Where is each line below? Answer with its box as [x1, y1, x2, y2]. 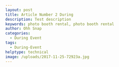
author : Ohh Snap [5, 26, 42, 31]
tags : [5, 40, 17, 45]
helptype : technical [5, 49, 49, 54]
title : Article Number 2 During [5, 12, 73, 17]
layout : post [5, 7, 33, 13]
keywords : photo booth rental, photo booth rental [5, 21, 114, 27]
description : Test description [5, 17, 71, 22]
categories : [5, 31, 30, 36]
